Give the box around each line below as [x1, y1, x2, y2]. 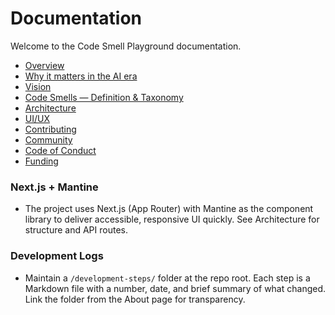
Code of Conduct [24, 144, 97, 156]
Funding [24, 155, 59, 167]
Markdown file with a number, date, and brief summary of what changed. [24, 282, 327, 294]
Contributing [24, 123, 77, 135]
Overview [24, 59, 65, 71]
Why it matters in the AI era [24, 70, 138, 82]
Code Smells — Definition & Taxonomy [24, 91, 184, 103]
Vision [24, 80, 52, 92]
